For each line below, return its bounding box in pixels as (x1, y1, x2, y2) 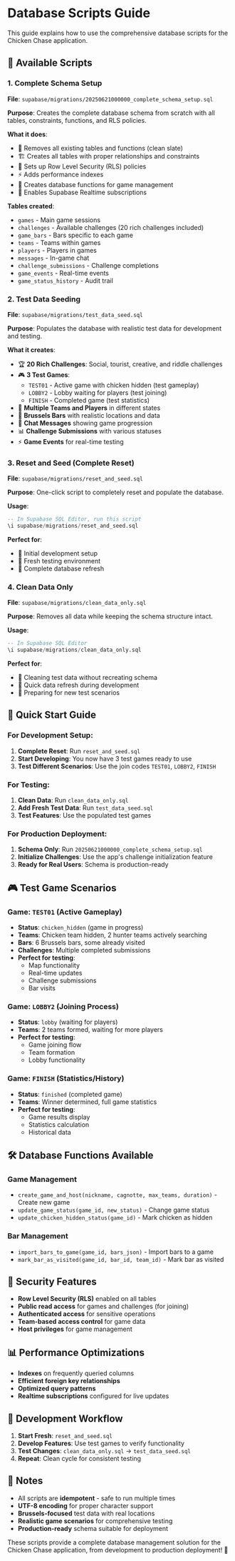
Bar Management (7, 1231, 69, 1241)
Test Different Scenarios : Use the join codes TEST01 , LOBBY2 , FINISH (17, 762, 216, 771)
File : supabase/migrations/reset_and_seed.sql (7, 474, 144, 483)
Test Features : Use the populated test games (17, 811, 152, 819)
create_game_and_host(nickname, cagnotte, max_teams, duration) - (17, 1190, 217, 1199)
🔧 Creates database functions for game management (17, 180, 174, 189)
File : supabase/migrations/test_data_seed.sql (7, 310, 144, 318)
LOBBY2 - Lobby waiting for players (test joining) (28, 388, 167, 397)
